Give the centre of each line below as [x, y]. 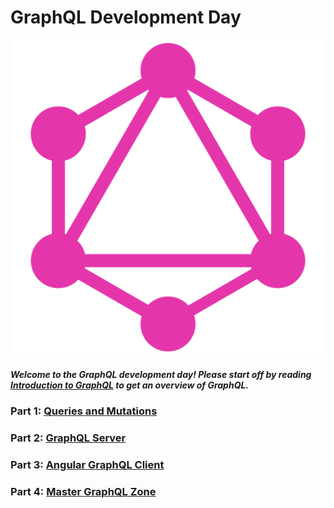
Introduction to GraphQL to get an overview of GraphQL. [130, 385]
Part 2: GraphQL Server [68, 438]
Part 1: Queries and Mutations [84, 411]
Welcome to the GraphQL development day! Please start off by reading [161, 374]
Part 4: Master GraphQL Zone [83, 491]
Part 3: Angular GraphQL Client [87, 464]
